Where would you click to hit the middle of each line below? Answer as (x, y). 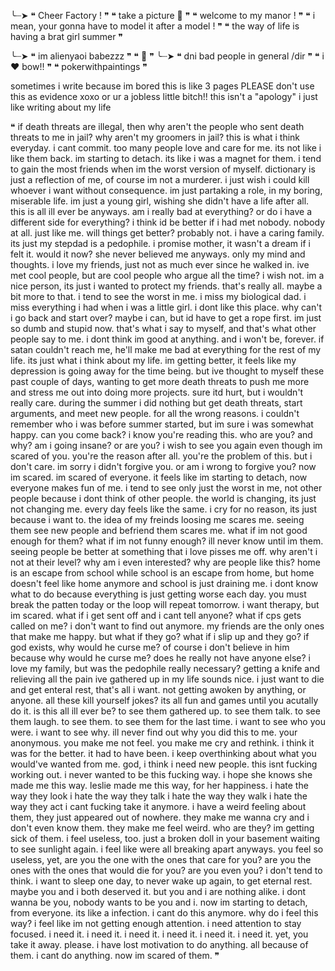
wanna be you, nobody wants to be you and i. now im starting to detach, (159, 902)
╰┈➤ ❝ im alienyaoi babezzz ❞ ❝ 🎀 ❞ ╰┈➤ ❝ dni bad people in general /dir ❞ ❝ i (167, 56)
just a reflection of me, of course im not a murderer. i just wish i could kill (160, 179)
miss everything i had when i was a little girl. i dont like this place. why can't (166, 307)
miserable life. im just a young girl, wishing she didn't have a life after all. (160, 201)
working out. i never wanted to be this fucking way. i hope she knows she (161, 774)
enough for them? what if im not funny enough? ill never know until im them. (167, 541)
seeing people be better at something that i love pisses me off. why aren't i (164, 551)
